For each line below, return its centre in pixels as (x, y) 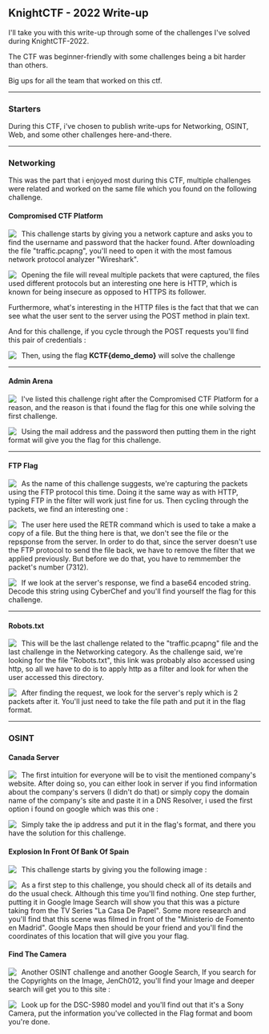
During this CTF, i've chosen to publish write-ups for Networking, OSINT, (128, 127)
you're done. (29, 1021)
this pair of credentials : (47, 340)
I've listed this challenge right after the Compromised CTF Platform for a (140, 399)
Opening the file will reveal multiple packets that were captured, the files (141, 275)
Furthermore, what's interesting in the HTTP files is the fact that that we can (133, 307)
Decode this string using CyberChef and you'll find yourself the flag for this (132, 591)
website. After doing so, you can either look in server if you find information (133, 783)
